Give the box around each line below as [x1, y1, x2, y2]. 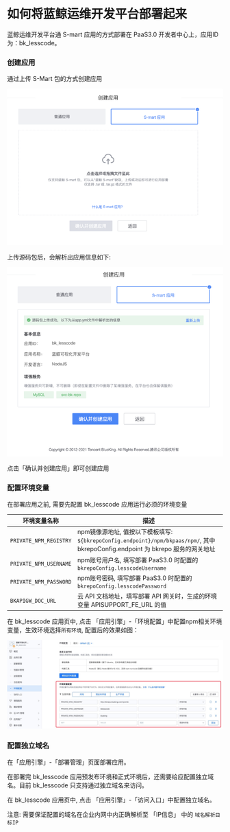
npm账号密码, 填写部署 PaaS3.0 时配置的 [77, 574, 192, 582]
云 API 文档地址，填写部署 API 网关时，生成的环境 [77, 592, 217, 601]
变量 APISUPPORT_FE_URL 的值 [77, 601, 167, 609]
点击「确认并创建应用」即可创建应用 [7, 464, 110, 472]
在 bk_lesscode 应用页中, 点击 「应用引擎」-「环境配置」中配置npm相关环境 [7, 617, 222, 625]
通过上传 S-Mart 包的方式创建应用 [7, 75, 103, 83]
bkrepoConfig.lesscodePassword [77, 583, 166, 590]
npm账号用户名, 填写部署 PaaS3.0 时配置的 [77, 555, 199, 564]
